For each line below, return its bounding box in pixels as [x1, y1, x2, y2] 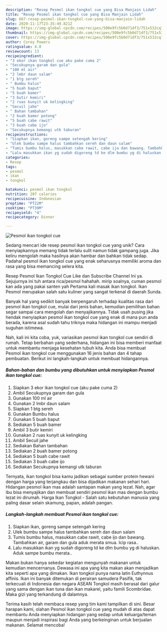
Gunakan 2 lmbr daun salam [12, 401, 71, 407]
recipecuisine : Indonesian [5, 196, 61, 201]
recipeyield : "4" [5, 210, 42, 215]
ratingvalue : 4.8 [5, 44, 42, 49]
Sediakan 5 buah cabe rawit [12, 453, 70, 459]
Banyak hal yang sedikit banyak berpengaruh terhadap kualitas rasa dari [5, 298, 153, 304]
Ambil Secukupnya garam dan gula [12, 390, 85, 396]
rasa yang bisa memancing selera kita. [5, 264, 84, 270]
